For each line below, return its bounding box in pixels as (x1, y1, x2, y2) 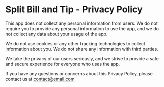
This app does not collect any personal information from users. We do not (5, 20, 158, 26)
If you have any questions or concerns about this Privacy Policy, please (5, 70, 153, 76)
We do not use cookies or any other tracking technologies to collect (5, 40, 146, 46)
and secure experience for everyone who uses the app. (5, 61, 120, 67)
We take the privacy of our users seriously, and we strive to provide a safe (5, 55, 159, 61)
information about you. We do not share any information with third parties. (5, 46, 158, 52)
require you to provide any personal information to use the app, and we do (5, 25, 159, 31)
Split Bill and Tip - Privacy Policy (5, 4, 143, 15)
